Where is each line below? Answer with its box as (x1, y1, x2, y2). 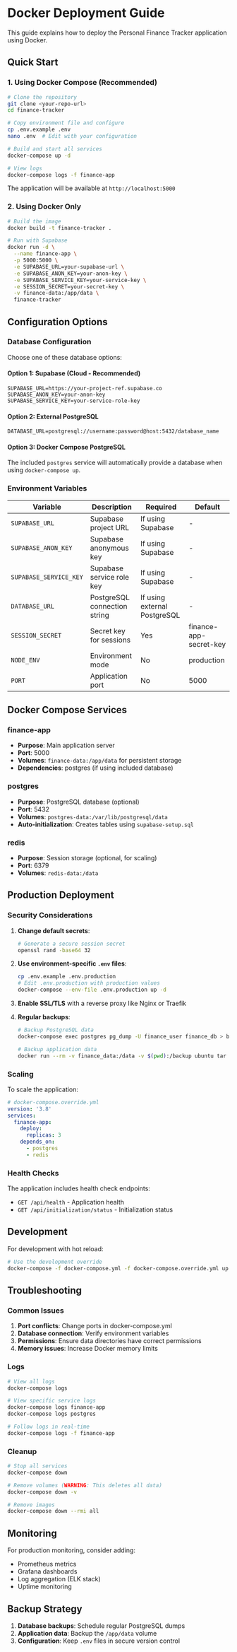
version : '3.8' (7, 1105, 52, 1113)
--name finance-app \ (13, 250, 78, 257)
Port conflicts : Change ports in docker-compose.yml (17, 1322, 173, 1330)
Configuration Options (7, 316, 108, 328)
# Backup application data (17, 1045, 97, 1053)
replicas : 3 (25, 1132, 61, 1139)
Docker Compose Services (7, 704, 128, 716)
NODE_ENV (11, 656, 40, 664)
